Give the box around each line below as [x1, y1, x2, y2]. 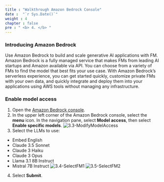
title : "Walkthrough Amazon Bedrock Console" [5, 7, 102, 12]
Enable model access [5, 96, 57, 102]
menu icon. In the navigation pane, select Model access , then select [12, 117, 151, 123]
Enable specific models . [12, 122, 62, 128]
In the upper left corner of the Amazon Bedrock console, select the [12, 112, 147, 118]
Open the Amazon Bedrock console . [12, 107, 86, 113]
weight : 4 [5, 16, 27, 21]
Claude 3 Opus [12, 152, 43, 159]
